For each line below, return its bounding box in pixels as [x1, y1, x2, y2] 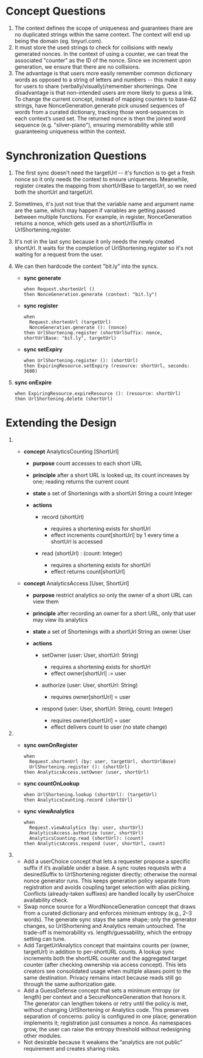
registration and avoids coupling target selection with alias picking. [23, 883, 191, 891]
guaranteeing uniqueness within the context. [14, 128, 126, 135]
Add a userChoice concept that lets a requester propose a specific [23, 857, 191, 865]
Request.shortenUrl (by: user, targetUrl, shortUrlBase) [29, 758, 177, 764]
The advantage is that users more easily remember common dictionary [14, 69, 193, 77]
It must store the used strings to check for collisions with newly [14, 44, 173, 51]
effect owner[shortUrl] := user [50, 670, 126, 677]
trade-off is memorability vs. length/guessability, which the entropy [23, 929, 192, 936]
